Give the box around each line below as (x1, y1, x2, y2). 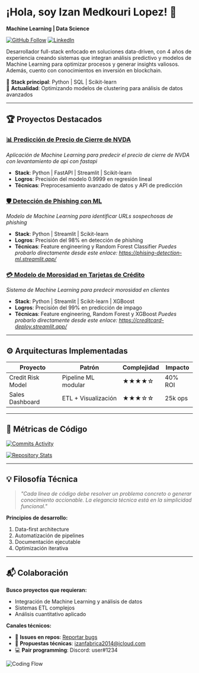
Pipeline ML (62, 374, 95, 382)
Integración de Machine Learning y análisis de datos (14, 598, 143, 605)
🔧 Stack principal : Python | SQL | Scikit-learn (6, 78, 117, 85)
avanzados (6, 91, 33, 98)
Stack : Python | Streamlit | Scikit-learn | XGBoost (14, 298, 135, 305)
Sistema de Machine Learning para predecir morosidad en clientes (6, 286, 170, 294)
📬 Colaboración (6, 568, 69, 578)
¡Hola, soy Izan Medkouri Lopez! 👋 (6, 5, 177, 19)
